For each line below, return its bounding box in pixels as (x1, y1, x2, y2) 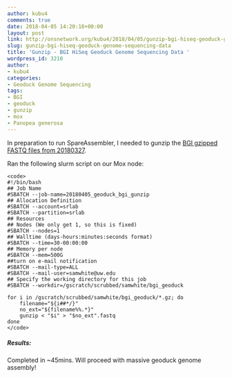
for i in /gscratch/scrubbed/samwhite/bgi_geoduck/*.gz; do (7, 294, 184, 301)
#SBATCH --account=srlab (7, 203, 79, 210)
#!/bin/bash (7, 179, 41, 186)
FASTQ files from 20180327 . (7, 146, 87, 154)
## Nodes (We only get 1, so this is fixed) (7, 221, 137, 228)
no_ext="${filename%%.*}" (19, 306, 95, 313)
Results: (7, 339, 32, 347)
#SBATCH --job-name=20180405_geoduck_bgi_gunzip (7, 191, 150, 198)
